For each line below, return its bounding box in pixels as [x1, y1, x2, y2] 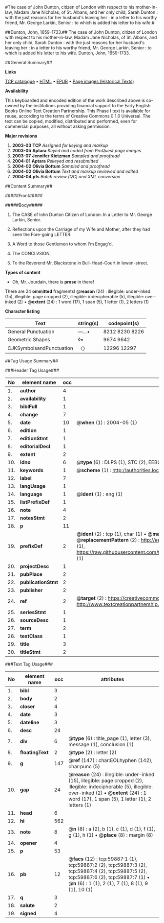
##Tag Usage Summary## [5, 358, 59, 364]
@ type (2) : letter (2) [68, 749, 117, 756]
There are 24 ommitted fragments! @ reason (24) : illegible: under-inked [5, 288, 151, 294]
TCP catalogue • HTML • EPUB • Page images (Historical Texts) [5, 78, 134, 84]
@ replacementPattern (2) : [76, 537, 140, 543]
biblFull [20, 403, 38, 410]
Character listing [5, 308, 40, 314]
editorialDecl [20, 443, 50, 450]
